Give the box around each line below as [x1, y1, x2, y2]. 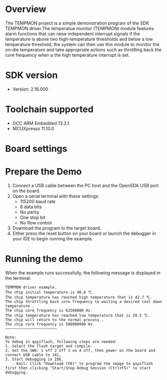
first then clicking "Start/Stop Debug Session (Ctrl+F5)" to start [5, 365, 151, 370]
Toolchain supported [5, 104, 94, 115]
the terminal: [5, 275, 31, 281]
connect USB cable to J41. [5, 352, 61, 357]
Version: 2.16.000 [12, 86, 48, 92]
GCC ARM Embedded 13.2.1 [12, 120, 69, 126]
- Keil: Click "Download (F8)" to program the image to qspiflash [11, 361, 153, 366]
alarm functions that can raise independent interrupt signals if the [5, 31, 140, 37]
